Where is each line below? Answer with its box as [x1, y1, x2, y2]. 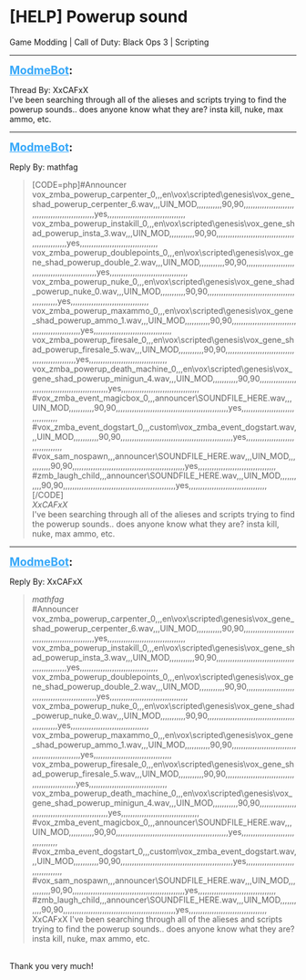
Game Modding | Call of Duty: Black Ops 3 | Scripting [9, 36, 209, 47]
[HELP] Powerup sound [9, 6, 189, 27]
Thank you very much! [9, 960, 94, 971]
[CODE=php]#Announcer [31, 179, 127, 190]
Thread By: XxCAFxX [9, 84, 89, 95]
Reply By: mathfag [9, 162, 79, 172]
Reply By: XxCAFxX [9, 576, 84, 587]
